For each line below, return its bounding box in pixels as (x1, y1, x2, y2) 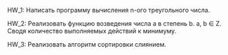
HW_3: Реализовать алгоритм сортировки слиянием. (7, 40, 167, 48)
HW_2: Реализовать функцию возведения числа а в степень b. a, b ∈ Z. (7, 19, 222, 27)
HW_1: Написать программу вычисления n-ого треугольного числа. (7, 6, 210, 14)
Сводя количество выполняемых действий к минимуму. (7, 27, 177, 35)
